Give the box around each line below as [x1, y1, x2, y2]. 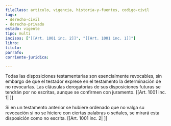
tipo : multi [5, 31, 31, 36]
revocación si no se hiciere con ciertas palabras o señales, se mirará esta [5, 110, 160, 116]
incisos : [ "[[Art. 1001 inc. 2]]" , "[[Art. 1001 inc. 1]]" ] [5, 36, 136, 41]
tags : [5, 12, 17, 17]
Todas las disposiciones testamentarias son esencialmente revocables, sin [5, 73, 162, 79]
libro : [5, 41, 19, 46]
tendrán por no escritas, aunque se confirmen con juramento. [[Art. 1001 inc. [5, 89, 166, 96]
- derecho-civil [5, 17, 40, 22]
